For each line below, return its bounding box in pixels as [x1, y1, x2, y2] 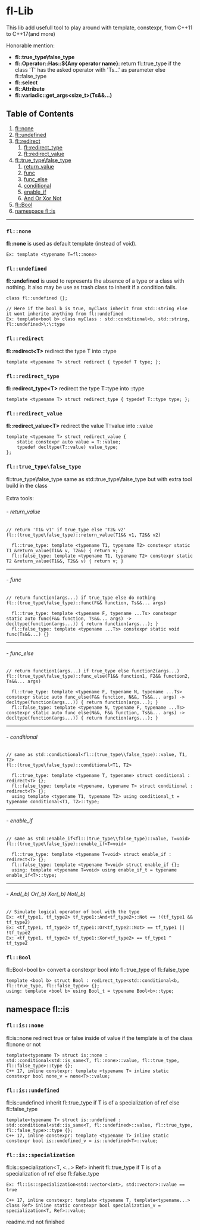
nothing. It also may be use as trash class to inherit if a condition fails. [6, 284, 177, 291]
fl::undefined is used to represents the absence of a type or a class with [6, 277, 185, 284]
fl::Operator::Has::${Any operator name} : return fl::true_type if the [14, 60, 182, 67]
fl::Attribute [14, 85, 45, 92]
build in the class [6, 482, 48, 489]
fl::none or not [6, 1041, 41, 1048]
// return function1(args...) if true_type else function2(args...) [6, 668, 180, 674]
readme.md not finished [6, 1218, 65, 1226]
